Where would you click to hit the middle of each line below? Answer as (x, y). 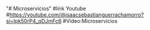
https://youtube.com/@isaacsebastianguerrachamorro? (76, 15)
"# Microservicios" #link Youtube (46, 9)
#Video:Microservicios (90, 21)
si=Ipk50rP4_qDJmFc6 (34, 21)
